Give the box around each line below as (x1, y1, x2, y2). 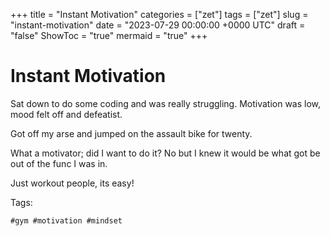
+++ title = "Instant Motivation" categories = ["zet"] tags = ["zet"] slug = (10, 9, 309, 20)
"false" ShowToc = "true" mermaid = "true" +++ (10, 30, 208, 41)
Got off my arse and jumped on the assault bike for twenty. (10, 127, 253, 139)
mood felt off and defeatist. (10, 108, 123, 120)
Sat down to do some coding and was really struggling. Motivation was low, (10, 97, 322, 109)
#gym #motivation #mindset (10, 215, 123, 226)
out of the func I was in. (10, 157, 108, 169)
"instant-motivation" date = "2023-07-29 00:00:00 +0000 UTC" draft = (10, 19, 306, 31)
